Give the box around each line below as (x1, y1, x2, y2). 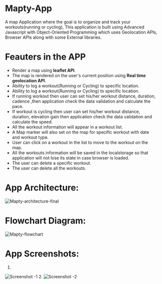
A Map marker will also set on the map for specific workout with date (12, 129, 149, 135)
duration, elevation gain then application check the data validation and (12, 113, 152, 119)
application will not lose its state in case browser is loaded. (12, 155, 130, 160)
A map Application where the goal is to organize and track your (5, 19, 131, 25)
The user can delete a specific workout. (12, 160, 91, 166)
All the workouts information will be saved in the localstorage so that (12, 150, 148, 156)
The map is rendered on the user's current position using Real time (12, 72, 146, 78)
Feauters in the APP (5, 51, 86, 63)
